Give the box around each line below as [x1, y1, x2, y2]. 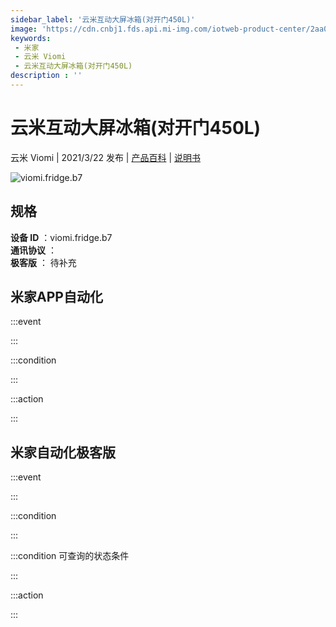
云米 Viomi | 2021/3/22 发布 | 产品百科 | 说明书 [10, 151, 201, 163]
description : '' [10, 71, 83, 81]
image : [10, 24, 38, 34]
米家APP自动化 [10, 289, 103, 306]
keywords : [10, 33, 52, 43]
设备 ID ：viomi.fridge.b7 [10, 231, 113, 243]
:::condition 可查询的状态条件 [10, 550, 130, 562]
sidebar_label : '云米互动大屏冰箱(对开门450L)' [10, 14, 196, 25]
